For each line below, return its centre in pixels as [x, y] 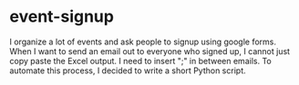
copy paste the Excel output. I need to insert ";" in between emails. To [140, 61]
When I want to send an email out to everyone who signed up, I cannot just [149, 51]
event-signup [62, 17]
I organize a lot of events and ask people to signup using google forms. [143, 42]
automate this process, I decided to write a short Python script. [128, 71]
